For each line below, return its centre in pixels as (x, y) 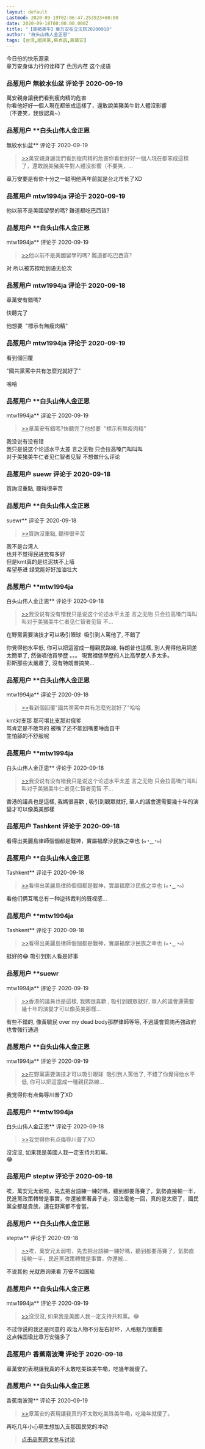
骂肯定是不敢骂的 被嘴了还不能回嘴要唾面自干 (63, 728)
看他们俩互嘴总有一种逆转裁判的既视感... (57, 899)
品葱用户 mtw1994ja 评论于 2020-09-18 (66, 286)
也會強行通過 (22, 1029)
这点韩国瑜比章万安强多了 (38, 1337)
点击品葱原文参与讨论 (48, 1439)
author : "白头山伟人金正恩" (38, 35)
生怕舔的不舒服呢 (28, 736)
